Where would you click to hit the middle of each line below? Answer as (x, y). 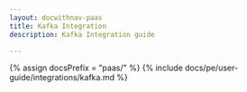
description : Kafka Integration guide (82, 34)
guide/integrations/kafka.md (62, 78)
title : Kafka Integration (58, 26)
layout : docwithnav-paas (56, 18)
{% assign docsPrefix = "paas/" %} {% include (96, 68)
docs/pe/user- (211, 68)
